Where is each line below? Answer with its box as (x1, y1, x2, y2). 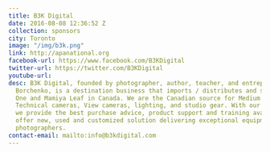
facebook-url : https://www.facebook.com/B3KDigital (8, 57, 185, 65)
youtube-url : (8, 72, 52, 80)
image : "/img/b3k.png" (8, 42, 84, 50)
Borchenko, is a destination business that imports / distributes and (15, 86, 257, 95)
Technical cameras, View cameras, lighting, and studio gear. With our (15, 101, 261, 109)
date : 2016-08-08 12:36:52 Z (8, 19, 106, 27)
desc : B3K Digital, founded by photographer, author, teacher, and (8, 79, 239, 87)
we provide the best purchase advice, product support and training (15, 109, 250, 117)
